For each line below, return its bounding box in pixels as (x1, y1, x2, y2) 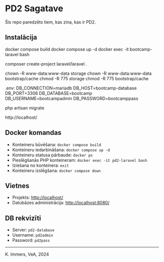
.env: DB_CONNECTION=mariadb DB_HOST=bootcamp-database (5, 85, 137, 91)
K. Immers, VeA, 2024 (5, 251, 49, 257)
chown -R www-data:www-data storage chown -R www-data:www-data (5, 70, 152, 76)
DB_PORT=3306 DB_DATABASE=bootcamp (5, 90, 93, 96)
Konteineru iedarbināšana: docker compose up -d (12, 147, 110, 153)
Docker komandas (5, 129, 62, 137)
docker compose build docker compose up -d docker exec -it (5, 46, 129, 52)
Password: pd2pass (12, 238, 50, 243)
